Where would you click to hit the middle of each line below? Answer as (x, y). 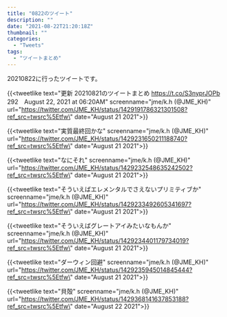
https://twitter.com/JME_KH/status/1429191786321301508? (104, 109)
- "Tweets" (29, 45)
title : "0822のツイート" (40, 13)
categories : (24, 39)
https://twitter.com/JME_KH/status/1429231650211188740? (104, 139)
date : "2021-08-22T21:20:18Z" (50, 26)
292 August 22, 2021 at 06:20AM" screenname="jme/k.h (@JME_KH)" (109, 102)
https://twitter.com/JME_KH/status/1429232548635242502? (107, 167)
